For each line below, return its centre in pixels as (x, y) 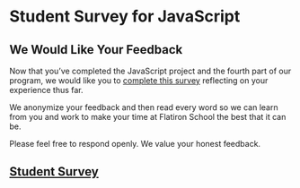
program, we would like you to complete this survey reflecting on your (139, 81)
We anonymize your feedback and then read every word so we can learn (144, 107)
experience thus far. (46, 90)
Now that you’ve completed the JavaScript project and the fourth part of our (150, 71)
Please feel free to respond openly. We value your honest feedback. (135, 144)
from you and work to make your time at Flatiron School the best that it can (148, 117)
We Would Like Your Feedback (96, 50)
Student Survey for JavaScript (125, 17)
